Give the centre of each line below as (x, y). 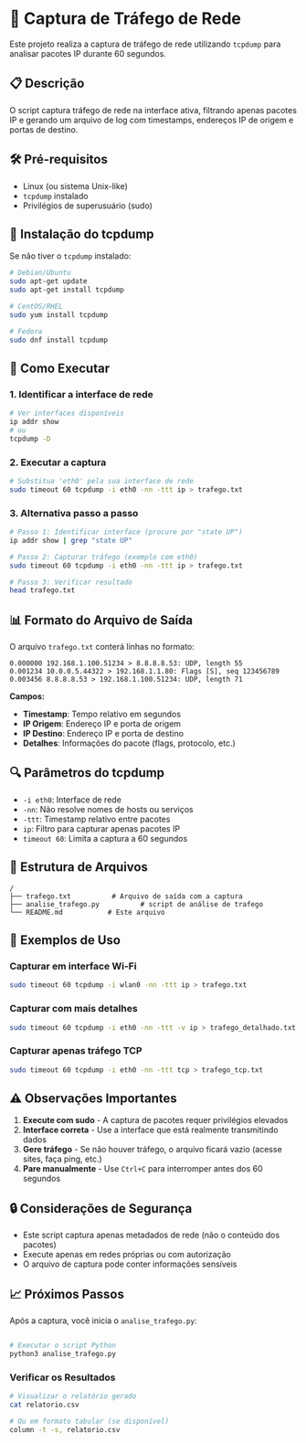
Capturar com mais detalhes (74, 1009)
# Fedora (26, 331)
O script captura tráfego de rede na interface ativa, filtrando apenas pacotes (153, 110)
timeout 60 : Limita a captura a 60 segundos (105, 838)
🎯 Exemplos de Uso (65, 940)
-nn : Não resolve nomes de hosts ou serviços (108, 809)
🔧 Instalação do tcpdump (82, 233)
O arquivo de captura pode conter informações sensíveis (130, 1264)
